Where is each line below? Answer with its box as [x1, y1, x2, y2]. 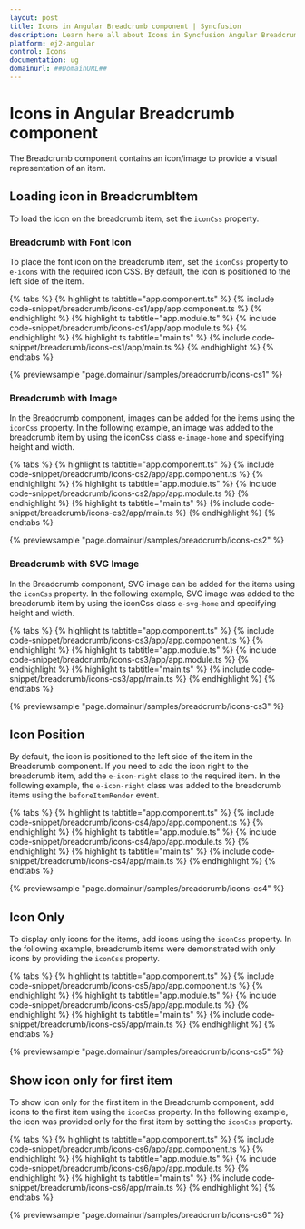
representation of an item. [9, 162, 106, 173]
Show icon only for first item [9, 1072, 173, 1088]
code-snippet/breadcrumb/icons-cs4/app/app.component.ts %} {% [9, 817, 264, 828]
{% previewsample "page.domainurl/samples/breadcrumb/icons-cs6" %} [9, 1209, 285, 1220]
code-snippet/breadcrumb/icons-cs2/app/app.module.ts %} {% [9, 488, 250, 499]
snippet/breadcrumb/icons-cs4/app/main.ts [9, 856, 174, 867]
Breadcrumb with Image [9, 391, 118, 404]
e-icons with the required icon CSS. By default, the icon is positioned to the [9, 266, 291, 277]
